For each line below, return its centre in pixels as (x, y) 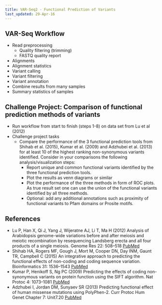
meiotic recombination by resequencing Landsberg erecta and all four (81, 241)
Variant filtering (27, 76)
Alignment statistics (32, 66)
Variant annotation (30, 81)
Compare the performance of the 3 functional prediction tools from (86, 142)
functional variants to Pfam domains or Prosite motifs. (80, 204)
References (23, 219)
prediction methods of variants (53, 114)
